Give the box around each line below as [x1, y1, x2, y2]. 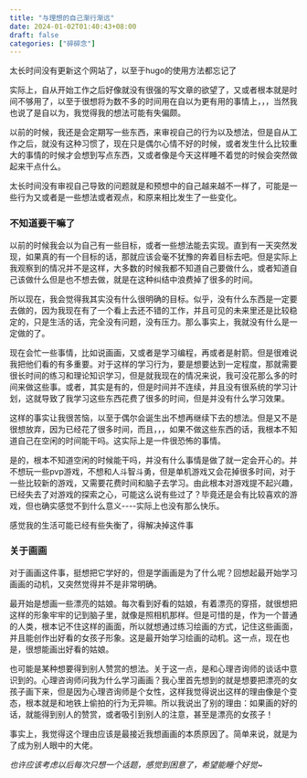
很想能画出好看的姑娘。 [25, 644, 114, 655]
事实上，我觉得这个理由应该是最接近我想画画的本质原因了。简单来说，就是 [9, 728, 290, 739]
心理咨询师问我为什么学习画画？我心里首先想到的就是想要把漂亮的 [40, 674, 290, 686]
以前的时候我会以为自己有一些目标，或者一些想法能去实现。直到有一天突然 [9, 240, 290, 250]
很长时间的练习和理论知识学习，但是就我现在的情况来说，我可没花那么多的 [9, 369, 290, 380]
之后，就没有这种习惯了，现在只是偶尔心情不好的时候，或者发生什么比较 [16, 138, 290, 149]
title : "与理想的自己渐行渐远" [9, 13, 115, 23]
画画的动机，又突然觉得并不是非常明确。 [9, 578, 162, 590]
